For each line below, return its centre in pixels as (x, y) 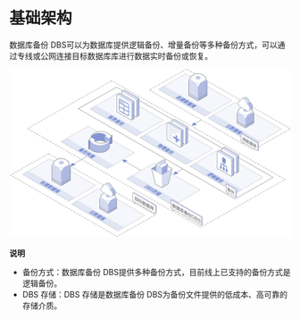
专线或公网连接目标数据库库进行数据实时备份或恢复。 (114, 55)
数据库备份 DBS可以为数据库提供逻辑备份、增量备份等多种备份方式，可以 (144, 45)
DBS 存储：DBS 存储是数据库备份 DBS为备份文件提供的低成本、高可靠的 (155, 295)
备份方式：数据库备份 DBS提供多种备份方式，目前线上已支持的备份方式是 (156, 273)
